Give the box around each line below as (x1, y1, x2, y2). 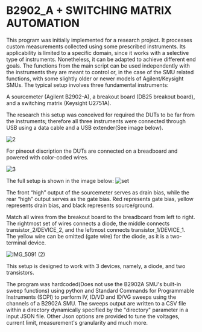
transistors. (6, 269, 34, 276)
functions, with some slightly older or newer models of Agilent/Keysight (6, 75, 184, 82)
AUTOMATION (6, 16, 80, 30)
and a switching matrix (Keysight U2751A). (6, 99, 112, 106)
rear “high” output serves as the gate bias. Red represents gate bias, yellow (6, 195, 194, 202)
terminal (6, 239, 27, 246)
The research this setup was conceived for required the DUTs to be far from (6, 111, 195, 118)
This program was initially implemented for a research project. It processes (6, 36, 192, 43)
